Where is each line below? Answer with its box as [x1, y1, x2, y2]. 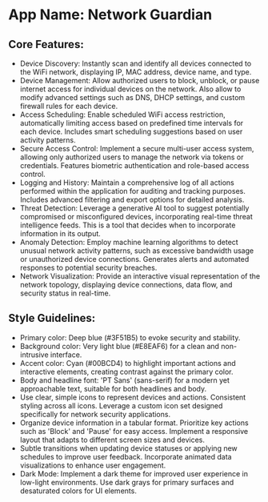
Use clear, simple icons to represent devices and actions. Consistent [19, 392, 246, 402]
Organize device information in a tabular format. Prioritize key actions [19, 418, 250, 428]
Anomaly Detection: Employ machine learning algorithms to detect [19, 238, 238, 247]
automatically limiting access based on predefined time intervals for [19, 118, 244, 127]
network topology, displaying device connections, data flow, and [19, 280, 233, 289]
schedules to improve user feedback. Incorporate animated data [19, 452, 232, 461]
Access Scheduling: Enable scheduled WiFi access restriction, [19, 110, 226, 119]
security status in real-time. [19, 288, 111, 298]
